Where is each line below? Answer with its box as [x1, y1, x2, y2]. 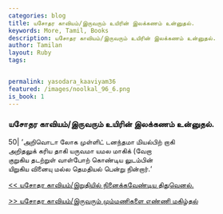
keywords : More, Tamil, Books [8, 26, 110, 34]
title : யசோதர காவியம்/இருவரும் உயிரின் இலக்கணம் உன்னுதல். [8, 19, 195, 27]
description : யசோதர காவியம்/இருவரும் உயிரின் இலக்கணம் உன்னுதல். [8, 34, 217, 42]
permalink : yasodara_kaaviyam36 [8, 77, 116, 85]
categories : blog [8, 11, 66, 20]
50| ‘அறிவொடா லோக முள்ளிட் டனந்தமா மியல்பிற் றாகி [8, 137, 176, 146]
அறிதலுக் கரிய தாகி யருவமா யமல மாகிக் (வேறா [8, 145, 152, 156]
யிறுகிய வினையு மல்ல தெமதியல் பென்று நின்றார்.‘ [8, 164, 153, 173]
